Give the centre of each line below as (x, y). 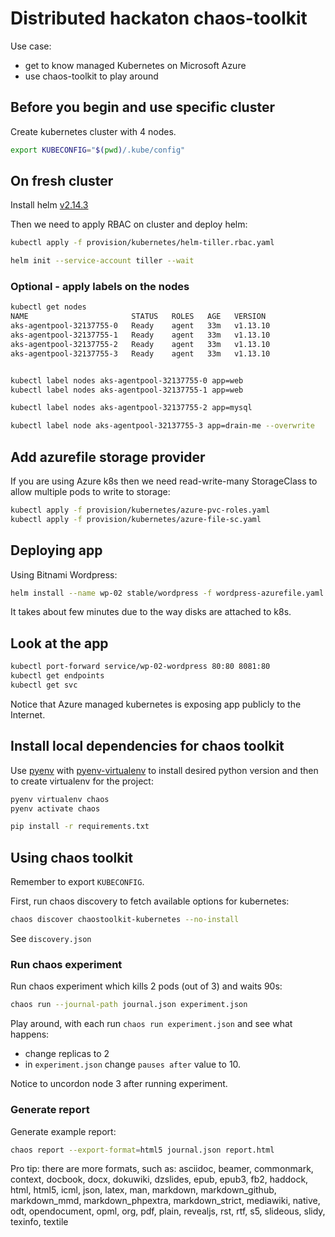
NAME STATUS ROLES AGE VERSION (138, 317)
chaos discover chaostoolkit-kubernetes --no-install (125, 920)
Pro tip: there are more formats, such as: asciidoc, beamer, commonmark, (162, 1169)
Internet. (28, 714)
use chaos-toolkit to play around (91, 76)
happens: (30, 1034)
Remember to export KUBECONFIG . (77, 882)
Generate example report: (63, 1131)
